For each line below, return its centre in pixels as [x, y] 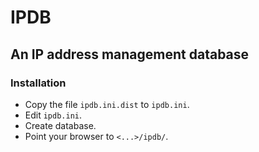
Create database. [60, 125]
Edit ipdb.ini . [53, 115]
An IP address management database [130, 54]
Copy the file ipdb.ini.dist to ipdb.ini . [107, 104]
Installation [38, 83]
